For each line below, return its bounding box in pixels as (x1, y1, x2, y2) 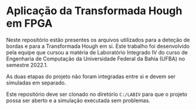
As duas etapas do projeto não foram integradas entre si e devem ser (6, 73, 176, 80)
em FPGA (6, 17, 53, 30)
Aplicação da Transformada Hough (6, 4, 182, 18)
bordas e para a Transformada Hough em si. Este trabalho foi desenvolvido (6, 43, 190, 50)
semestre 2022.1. (6, 61, 49, 69)
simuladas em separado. (6, 79, 67, 86)
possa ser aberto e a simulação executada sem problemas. (6, 96, 150, 104)
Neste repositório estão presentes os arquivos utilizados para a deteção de (6, 36, 190, 43)
